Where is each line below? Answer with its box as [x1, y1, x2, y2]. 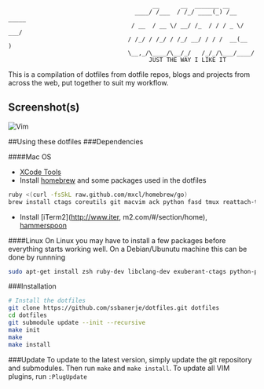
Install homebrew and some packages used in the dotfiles [19, 175, 207, 185]
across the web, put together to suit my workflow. [8, 78, 169, 87]
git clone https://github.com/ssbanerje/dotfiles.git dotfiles [8, 304, 220, 312]
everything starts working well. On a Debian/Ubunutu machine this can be [8, 244, 247, 253]
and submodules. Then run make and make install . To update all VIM [8, 363, 230, 373]
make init [8, 325, 41, 334]
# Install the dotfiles [8, 296, 86, 305]
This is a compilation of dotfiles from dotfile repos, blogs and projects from [8, 70, 250, 79]
